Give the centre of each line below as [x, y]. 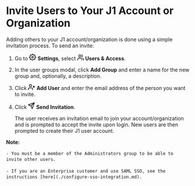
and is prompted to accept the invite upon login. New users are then [96, 125]
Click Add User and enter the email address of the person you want [100, 88]
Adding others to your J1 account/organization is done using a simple [89, 39]
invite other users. [31, 159]
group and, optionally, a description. [58, 76]
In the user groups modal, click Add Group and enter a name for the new [102, 70]
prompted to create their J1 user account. [64, 130]
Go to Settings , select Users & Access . [70, 58]
